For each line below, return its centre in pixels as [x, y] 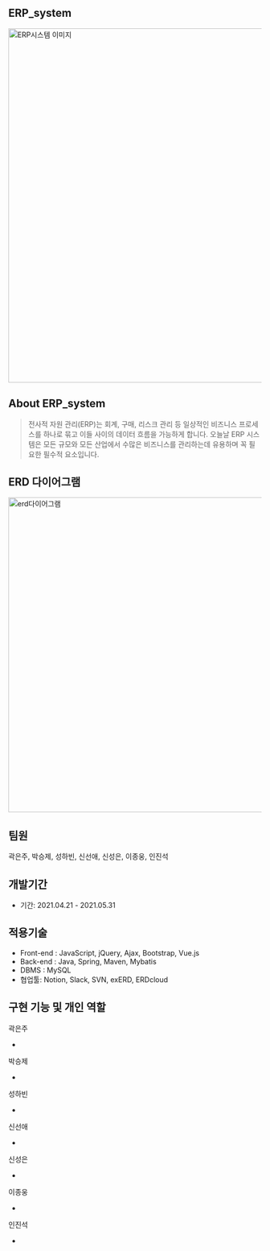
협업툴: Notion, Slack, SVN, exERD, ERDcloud [94, 979]
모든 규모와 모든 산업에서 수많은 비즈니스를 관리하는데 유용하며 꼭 [145, 444]
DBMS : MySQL [45, 970]
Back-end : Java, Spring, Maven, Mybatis [88, 961]
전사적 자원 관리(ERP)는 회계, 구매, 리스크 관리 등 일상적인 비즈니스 [132, 424]
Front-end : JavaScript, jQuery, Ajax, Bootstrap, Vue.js [109, 952]
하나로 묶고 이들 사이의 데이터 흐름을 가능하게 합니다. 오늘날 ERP [144, 434]
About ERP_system [57, 404]
